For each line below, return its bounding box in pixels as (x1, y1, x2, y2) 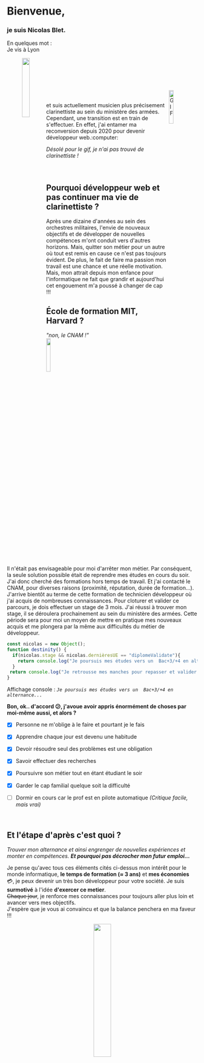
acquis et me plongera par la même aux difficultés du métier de (7, 623, 165, 630)
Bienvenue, (7, 4, 65, 18)
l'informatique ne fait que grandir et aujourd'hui (45, 276, 164, 283)
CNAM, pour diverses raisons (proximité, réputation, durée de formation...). (7, 584, 194, 591)
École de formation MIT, (45, 306, 138, 316)
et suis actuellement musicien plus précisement (45, 102, 165, 109)
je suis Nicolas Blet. (7, 26, 66, 35)
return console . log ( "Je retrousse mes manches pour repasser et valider (9, 669, 197, 675)
